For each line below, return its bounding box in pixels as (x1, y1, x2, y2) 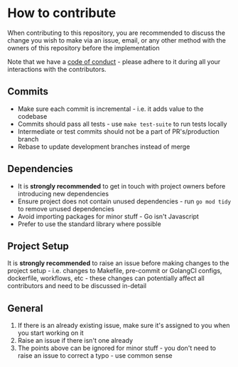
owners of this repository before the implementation (7, 43, 160, 52)
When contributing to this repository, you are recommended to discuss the (7, 28, 226, 37)
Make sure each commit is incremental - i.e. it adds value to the (17, 105, 204, 113)
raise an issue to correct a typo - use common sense (17, 351, 173, 360)
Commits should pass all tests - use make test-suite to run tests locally (17, 119, 227, 128)
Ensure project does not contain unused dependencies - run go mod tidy (17, 197, 232, 206)
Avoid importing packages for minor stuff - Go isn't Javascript (17, 212, 199, 220)
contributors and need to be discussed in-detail (7, 282, 147, 290)
